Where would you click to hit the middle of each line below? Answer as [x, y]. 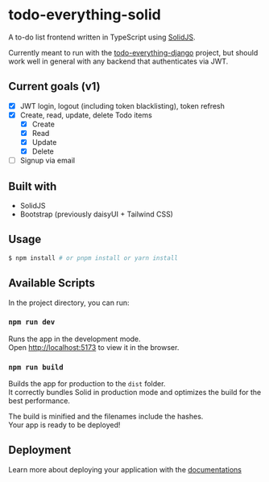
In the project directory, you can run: [69, 303]
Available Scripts [52, 283]
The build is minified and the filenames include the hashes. [106, 417]
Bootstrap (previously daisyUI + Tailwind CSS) [96, 214]
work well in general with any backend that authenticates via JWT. [118, 61]
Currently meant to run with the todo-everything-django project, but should [133, 52]
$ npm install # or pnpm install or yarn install [93, 258]
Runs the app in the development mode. [74, 339]
